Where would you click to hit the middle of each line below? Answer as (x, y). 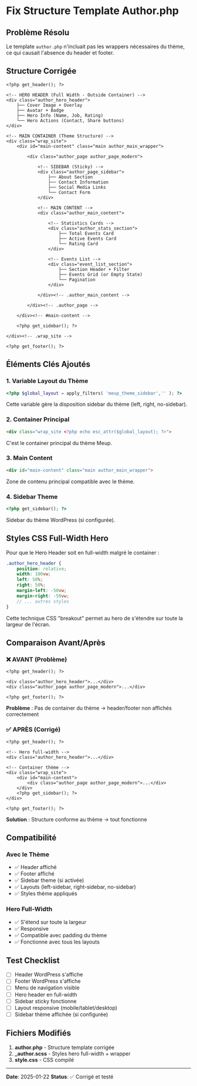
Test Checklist (33, 960)
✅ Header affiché (35, 867)
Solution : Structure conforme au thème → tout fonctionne (77, 819)
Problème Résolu (38, 33)
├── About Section (70, 177)
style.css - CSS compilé (44, 1060)
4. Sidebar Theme (32, 497)
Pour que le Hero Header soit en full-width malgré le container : (83, 552)
